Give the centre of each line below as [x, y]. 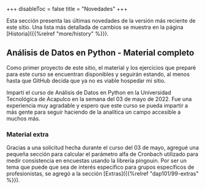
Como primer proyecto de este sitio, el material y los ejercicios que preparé [101, 67]
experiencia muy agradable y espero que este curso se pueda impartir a [97, 105]
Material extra [28, 134]
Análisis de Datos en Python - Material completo [100, 53]
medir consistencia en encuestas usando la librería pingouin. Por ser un [96, 161]
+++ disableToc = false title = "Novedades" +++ [67, 9]
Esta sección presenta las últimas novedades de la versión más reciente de [101, 20]
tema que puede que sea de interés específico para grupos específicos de [100, 167]
